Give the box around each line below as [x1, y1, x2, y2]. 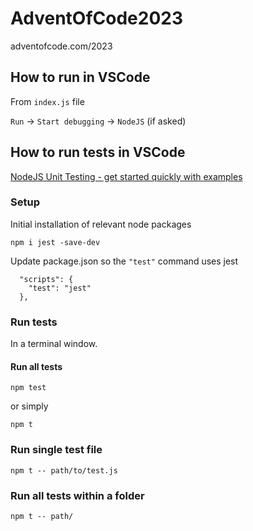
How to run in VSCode [10, 69, 151, 86]
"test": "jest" [28, 283, 92, 293]
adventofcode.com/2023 [10, 40, 113, 52]
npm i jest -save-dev [10, 237, 101, 247]
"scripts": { [19, 274, 74, 284]
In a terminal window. [10, 338, 98, 350]
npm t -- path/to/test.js [10, 465, 118, 476]
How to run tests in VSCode [10, 144, 186, 161]
